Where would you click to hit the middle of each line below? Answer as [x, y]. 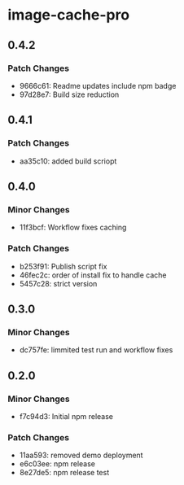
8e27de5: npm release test [64, 473]
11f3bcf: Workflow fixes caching [73, 227]
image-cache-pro [69, 15]
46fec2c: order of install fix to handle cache [93, 275]
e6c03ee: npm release [57, 464]
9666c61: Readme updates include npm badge [98, 85]
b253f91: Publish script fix [63, 266]
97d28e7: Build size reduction [69, 94]
